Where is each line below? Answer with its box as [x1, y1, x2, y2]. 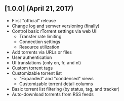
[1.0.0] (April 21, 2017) [4, 4, 74, 13]
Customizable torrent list [11, 70, 62, 76]
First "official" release [11, 17, 56, 23]
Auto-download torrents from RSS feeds [11, 91, 94, 97]
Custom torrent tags [11, 65, 53, 71]
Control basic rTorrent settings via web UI [11, 28, 97, 34]
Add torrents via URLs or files [11, 49, 72, 55]
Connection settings [19, 39, 60, 45]
